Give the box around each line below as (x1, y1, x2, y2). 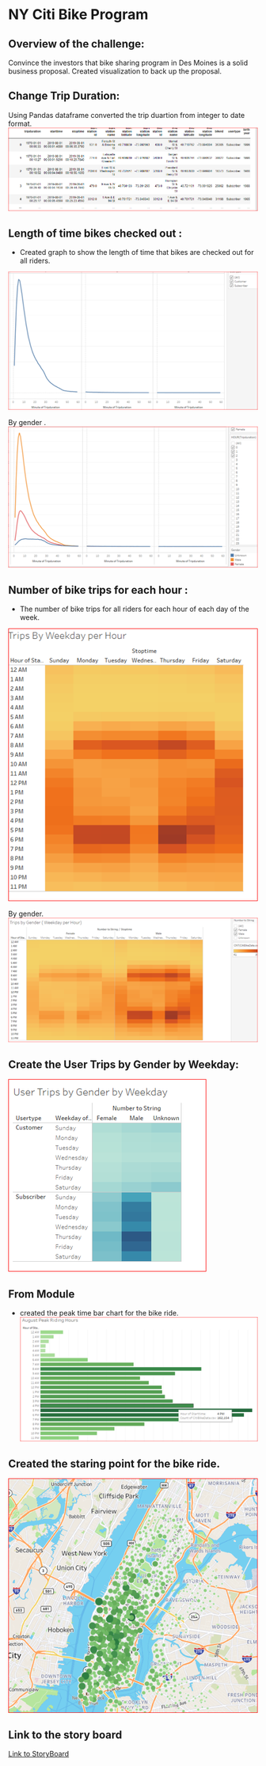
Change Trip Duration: (8, 89, 120, 103)
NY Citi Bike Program (8, 6, 149, 24)
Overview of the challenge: (8, 37, 145, 51)
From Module (8, 1287, 75, 1301)
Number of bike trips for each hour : (8, 583, 188, 597)
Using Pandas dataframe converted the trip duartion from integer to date (8, 110, 245, 120)
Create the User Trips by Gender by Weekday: (8, 1058, 239, 1071)
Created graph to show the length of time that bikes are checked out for (19, 247, 254, 256)
